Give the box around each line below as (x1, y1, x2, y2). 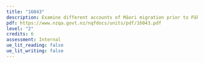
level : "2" (6, 25, 34, 32)
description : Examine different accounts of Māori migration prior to (6, 14, 189, 20)
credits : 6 (6, 31, 34, 37)
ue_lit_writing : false (6, 48, 64, 54)
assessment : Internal (6, 37, 61, 43)
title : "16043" (6, 8, 45, 15)
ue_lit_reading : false (6, 43, 64, 49)
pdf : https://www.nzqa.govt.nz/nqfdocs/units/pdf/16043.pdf (6, 20, 162, 26)
